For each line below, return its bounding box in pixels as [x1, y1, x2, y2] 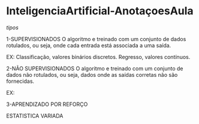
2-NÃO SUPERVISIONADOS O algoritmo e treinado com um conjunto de [6, 64, 184, 72]
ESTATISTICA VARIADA [6, 112, 64, 119]
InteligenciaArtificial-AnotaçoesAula [6, 4, 194, 18]
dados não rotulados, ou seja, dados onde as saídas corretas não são [6, 71, 178, 78]
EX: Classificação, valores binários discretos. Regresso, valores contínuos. [6, 53, 191, 60]
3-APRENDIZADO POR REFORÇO [6, 100, 88, 108]
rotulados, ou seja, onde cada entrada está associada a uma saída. [6, 42, 171, 49]
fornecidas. [6, 77, 35, 85]
